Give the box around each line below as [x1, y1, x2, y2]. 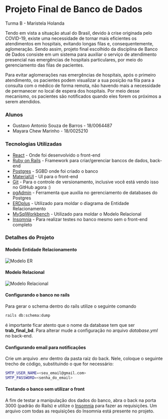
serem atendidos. [5, 98, 42, 104]
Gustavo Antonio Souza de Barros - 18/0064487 [12, 122, 112, 129]
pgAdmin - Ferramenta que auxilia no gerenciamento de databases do [12, 189, 158, 195]
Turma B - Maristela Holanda [5, 20, 65, 26]
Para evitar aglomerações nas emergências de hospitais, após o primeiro [5, 72, 156, 78]
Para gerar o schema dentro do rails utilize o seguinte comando [5, 303, 136, 309]
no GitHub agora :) [12, 184, 51, 190]
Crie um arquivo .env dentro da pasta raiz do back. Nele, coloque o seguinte [5, 356, 163, 362]
